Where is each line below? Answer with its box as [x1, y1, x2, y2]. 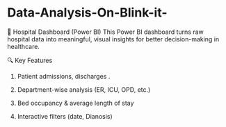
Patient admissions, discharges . [17, 72, 111, 80]
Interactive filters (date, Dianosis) [17, 112, 113, 120]
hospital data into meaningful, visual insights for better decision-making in [7, 35, 220, 43]
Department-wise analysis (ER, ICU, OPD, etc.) [17, 85, 151, 94]
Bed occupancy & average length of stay [17, 99, 134, 107]
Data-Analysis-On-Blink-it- [7, 5, 168, 21]
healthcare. [7, 42, 40, 50]
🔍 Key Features [7, 56, 53, 64]
